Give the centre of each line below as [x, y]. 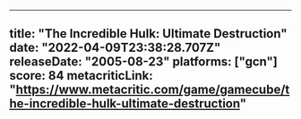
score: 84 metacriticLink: [82, 76]
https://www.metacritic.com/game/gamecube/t [153, 90]
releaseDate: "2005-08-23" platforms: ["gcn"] [143, 62]
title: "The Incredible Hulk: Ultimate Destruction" [148, 34]
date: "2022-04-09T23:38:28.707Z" [115, 48]
